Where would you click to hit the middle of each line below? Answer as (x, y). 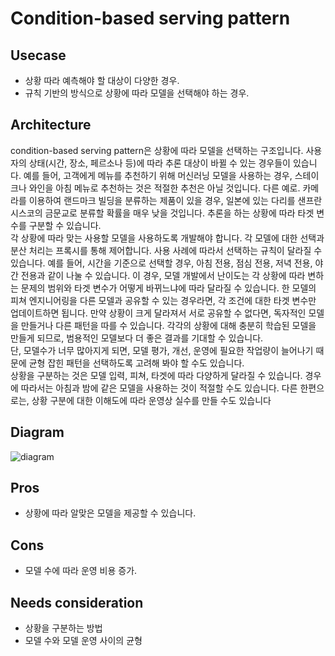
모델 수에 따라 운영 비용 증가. (81, 571)
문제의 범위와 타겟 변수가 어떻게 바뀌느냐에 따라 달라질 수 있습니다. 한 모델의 (168, 288)
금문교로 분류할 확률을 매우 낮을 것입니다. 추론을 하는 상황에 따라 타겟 (179, 213)
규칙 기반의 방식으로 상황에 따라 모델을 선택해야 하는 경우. (137, 93)
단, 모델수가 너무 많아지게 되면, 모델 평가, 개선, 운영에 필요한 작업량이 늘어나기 (162, 350)
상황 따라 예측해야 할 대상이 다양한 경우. (102, 80)
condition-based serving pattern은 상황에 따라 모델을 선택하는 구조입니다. (157, 150)
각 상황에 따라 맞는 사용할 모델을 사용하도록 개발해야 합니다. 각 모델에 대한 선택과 (167, 238)
